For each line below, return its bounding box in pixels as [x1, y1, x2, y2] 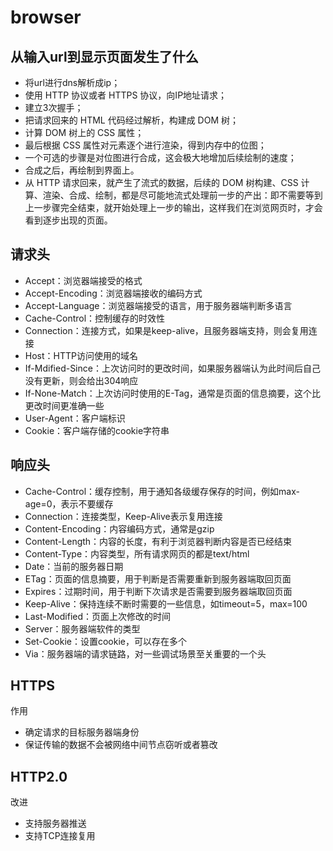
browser [10, 6, 82, 29]
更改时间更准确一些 [24, 399, 105, 411]
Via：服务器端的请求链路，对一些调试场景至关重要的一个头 [24, 647, 267, 660]
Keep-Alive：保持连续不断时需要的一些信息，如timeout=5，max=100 [24, 597, 308, 610]
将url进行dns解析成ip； [24, 77, 121, 88]
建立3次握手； [24, 102, 84, 113]
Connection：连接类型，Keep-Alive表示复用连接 [24, 510, 223, 522]
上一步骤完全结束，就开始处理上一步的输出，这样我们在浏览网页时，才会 [24, 202, 323, 213]
